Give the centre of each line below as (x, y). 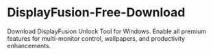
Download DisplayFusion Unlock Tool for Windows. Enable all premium (107, 31)
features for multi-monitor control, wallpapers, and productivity (96, 38)
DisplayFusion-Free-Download (96, 13)
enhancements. (29, 45)
